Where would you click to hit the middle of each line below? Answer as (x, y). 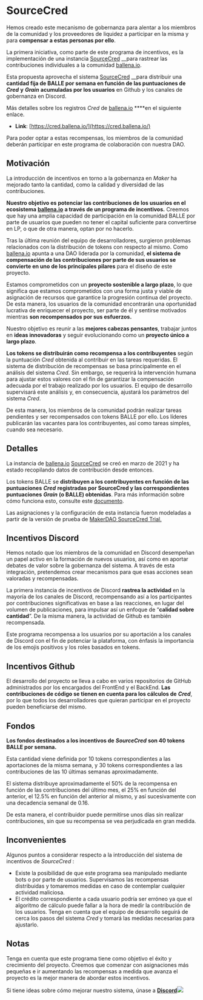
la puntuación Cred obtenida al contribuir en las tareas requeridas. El (92, 360)
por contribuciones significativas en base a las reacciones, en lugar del (95, 603)
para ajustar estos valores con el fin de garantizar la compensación (90, 379)
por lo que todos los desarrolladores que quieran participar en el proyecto (98, 700)
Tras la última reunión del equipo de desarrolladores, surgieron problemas (98, 240)
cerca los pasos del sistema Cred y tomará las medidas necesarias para (105, 918)
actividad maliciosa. (40, 892)
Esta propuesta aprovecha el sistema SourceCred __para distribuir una (94, 77)
